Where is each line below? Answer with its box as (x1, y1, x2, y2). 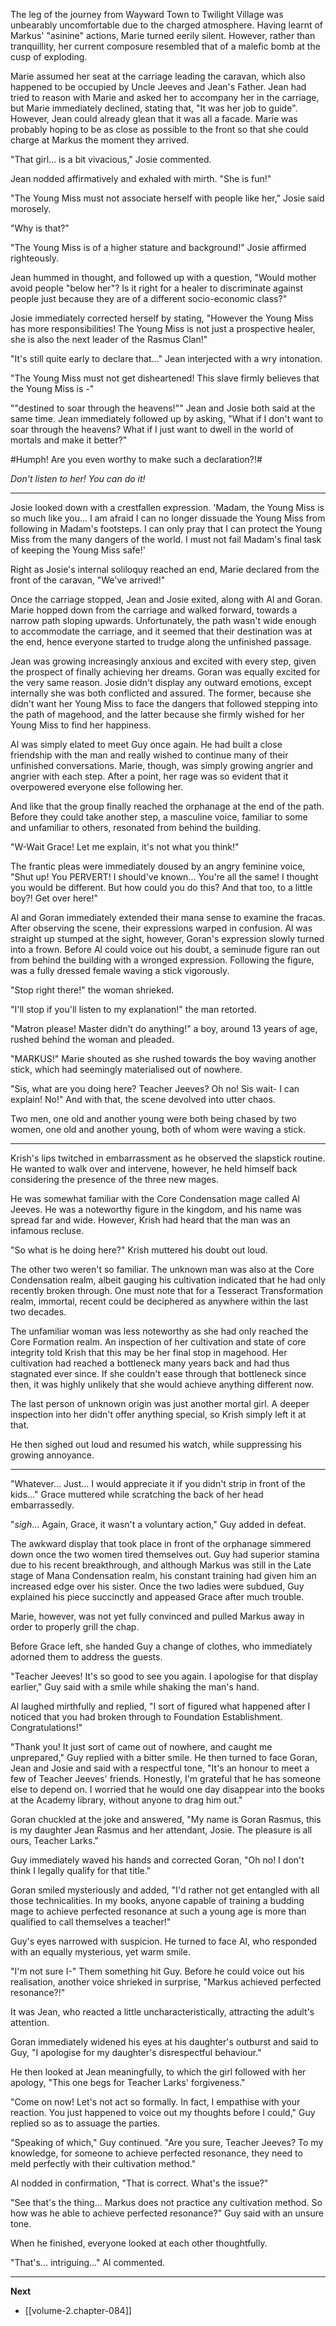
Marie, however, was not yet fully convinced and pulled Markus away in (10, 1610, 305, 1622)
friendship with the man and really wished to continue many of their (10, 749, 289, 761)
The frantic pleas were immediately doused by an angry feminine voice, (10, 860, 306, 872)
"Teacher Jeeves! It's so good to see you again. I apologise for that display (10, 1670, 318, 1682)
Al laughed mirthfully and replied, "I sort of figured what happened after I (10, 1700, 311, 1712)
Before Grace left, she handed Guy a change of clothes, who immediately (10, 1640, 313, 1652)
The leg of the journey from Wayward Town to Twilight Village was (10, 9, 284, 20)
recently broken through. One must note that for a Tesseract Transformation (10, 1285, 323, 1296)
